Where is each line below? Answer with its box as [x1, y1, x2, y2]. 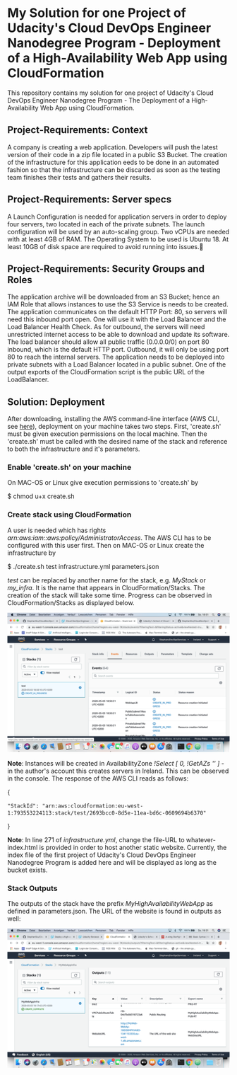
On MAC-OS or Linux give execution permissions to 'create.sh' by [7, 478, 199, 487]
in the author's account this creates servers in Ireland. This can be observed [7, 766, 229, 775]
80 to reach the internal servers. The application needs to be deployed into [7, 352, 225, 362]
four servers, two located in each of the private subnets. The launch [7, 219, 205, 228]
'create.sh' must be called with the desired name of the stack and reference [7, 437, 228, 446]
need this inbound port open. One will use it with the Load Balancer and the [7, 315, 227, 323]
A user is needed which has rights [7, 526, 107, 534]
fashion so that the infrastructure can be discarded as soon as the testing [7, 165, 221, 174]
